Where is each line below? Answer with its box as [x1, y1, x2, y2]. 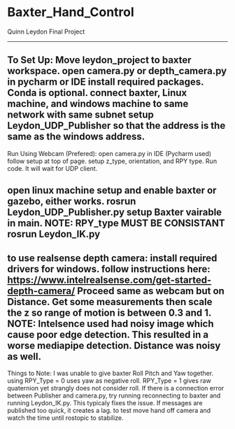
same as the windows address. [7, 131, 145, 143]
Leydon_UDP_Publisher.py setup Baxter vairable [7, 206, 222, 218]
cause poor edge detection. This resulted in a [7, 328, 208, 340]
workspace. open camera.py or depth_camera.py [7, 65, 227, 77]
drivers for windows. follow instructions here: [7, 263, 211, 275]
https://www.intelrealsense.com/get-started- [7, 274, 212, 286]
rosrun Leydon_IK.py [7, 228, 101, 240]
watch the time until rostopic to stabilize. [7, 414, 124, 422]
